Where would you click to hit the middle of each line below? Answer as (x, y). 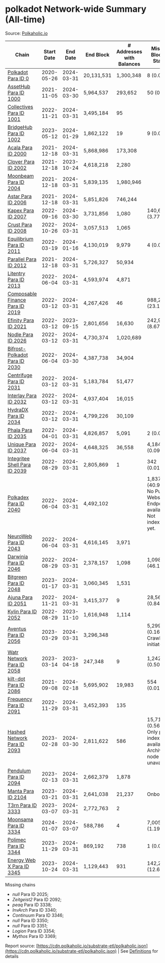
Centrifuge (20, 375)
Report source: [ (22, 946)
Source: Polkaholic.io (27, 33)
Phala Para (20, 430)
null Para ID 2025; (30, 894)
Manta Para (21, 791)
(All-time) (25, 19)
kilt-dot (16, 679)
